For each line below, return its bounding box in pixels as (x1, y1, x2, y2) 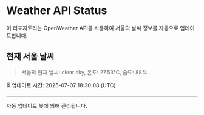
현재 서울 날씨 (6, 51, 55, 62)
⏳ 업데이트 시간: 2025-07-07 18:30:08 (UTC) (6, 81, 117, 88)
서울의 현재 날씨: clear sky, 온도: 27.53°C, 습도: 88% (21, 68, 148, 76)
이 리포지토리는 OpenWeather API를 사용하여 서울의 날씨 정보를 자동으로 (6, 24, 179, 31)
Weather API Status (6, 4, 107, 18)
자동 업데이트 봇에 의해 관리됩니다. (6, 102, 87, 109)
